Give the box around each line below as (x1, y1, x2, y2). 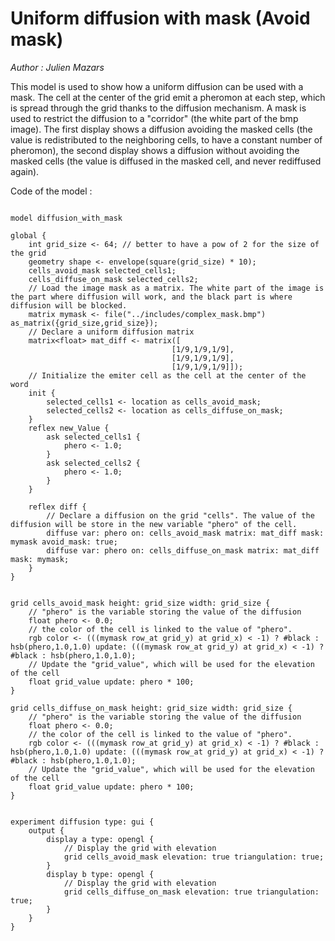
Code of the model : (10, 185, 93, 197)
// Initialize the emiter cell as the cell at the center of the (28, 370, 307, 381)
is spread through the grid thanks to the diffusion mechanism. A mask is (10, 102, 307, 114)
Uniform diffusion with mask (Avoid (10, 7, 311, 30)
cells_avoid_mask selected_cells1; (28, 265, 177, 276)
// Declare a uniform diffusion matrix (28, 327, 195, 337)
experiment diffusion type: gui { (10, 817, 155, 827)
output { (28, 825, 65, 836)
